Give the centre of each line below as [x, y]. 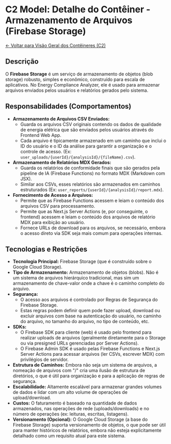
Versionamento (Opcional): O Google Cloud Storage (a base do [80, 419]
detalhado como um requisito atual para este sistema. [69, 436]
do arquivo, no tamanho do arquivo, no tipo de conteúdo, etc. [85, 321]
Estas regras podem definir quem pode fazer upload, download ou [90, 311]
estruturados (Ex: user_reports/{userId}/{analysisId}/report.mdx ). [92, 189]
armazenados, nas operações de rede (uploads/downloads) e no [81, 409]
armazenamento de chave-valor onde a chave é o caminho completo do [89, 284]
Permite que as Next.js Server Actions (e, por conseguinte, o [84, 211]
